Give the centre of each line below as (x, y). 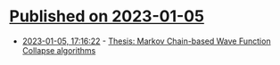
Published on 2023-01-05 (107, 16)
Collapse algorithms (59, 50)
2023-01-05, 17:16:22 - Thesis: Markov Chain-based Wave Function (146, 41)
